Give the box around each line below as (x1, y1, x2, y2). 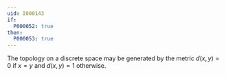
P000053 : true (13, 36, 54, 42)
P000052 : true (13, 23, 54, 29)
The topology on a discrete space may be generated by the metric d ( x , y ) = (7, 54, 220, 62)
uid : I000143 (7, 10, 45, 17)
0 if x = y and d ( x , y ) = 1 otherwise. (7, 62, 106, 70)
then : (7, 29, 23, 36)
